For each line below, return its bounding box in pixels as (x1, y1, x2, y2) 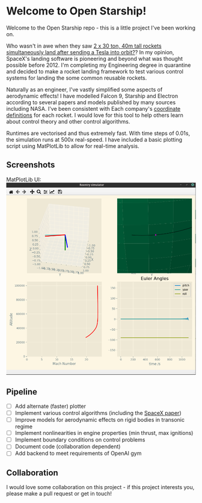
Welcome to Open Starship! (6, 4, 147, 18)
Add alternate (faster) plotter (14, 402, 86, 410)
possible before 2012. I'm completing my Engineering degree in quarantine (6, 61, 191, 69)
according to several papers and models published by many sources (6, 98, 176, 106)
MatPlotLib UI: (6, 176, 41, 183)
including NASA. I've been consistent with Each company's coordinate (6, 105, 181, 112)
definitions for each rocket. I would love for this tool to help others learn (6, 111, 183, 119)
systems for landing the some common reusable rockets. (6, 74, 147, 81)
